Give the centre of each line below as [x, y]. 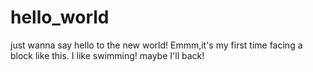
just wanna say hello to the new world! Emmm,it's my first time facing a [156, 45]
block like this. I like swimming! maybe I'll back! [107, 55]
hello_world [60, 17]
